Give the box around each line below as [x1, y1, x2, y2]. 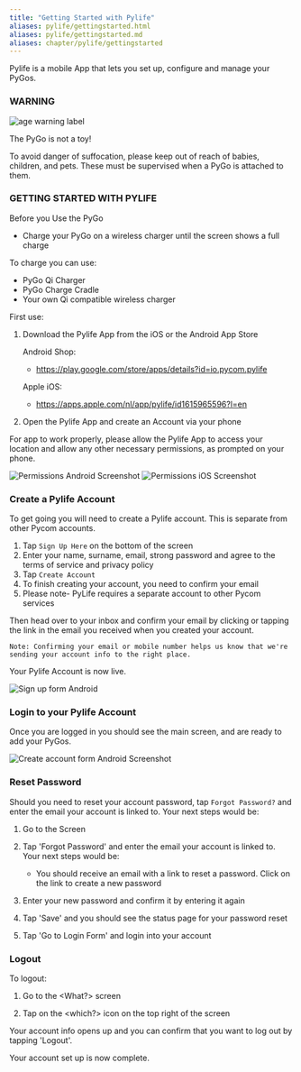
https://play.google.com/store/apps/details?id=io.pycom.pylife [35, 363, 268, 374]
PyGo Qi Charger [22, 274, 86, 285]
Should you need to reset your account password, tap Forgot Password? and [9, 796, 292, 807]
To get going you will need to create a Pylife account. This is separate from [9, 513, 288, 524]
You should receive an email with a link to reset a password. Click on [35, 867, 291, 879]
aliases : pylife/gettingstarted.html [9, 22, 151, 31]
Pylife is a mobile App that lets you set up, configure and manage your [9, 63, 270, 74]
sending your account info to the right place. [9, 650, 192, 659]
